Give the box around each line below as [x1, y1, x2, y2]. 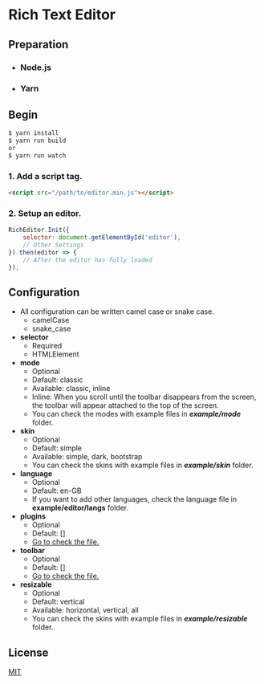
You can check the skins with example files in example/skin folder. [31, 460, 254, 470]
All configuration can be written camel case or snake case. [19, 307, 214, 316]
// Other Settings [22, 241, 84, 249]
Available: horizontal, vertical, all [31, 605, 139, 615]
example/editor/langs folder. [31, 503, 129, 513]
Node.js [19, 62, 52, 73]
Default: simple [31, 443, 83, 453]
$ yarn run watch [8, 151, 67, 160]
